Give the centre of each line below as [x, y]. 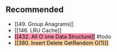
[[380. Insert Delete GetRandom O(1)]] [61, 43]
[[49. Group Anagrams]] [44, 24]
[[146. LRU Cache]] [38, 30]
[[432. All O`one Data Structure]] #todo [63, 36]
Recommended [35, 10]
